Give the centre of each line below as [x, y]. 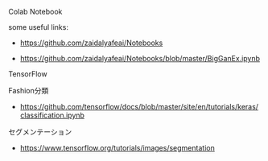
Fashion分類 [29, 91]
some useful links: [38, 27]
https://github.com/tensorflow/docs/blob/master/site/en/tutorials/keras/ [139, 107]
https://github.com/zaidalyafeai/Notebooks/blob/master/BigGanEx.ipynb [140, 58]
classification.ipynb [52, 115]
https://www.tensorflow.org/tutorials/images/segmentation [117, 148]
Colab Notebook [35, 12]
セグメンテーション [40, 132]
